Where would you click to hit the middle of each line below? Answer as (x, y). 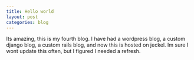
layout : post (22, 17)
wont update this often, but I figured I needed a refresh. (73, 51)
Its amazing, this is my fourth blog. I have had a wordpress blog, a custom (96, 39)
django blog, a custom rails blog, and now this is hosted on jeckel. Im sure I (97, 45)
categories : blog (27, 22)
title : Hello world (30, 11)
